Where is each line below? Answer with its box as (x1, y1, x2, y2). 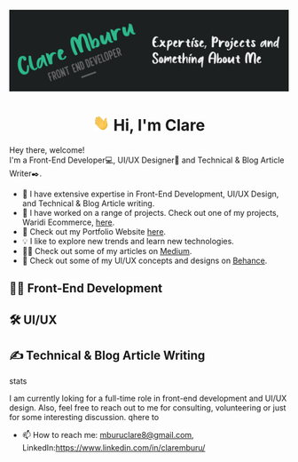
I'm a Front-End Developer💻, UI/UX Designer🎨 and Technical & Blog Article (9, 155, 286, 165)
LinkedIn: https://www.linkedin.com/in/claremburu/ (21, 442, 206, 453)
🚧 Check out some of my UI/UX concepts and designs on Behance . (21, 255, 268, 266)
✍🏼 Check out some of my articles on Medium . (21, 245, 192, 256)
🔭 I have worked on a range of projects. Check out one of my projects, (21, 207, 279, 218)
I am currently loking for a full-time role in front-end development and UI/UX (9, 393, 287, 404)
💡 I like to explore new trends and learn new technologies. (21, 235, 235, 246)
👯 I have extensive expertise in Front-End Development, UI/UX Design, (21, 188, 279, 199)
